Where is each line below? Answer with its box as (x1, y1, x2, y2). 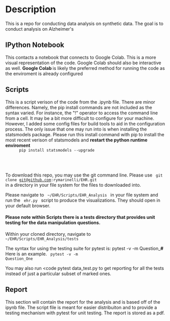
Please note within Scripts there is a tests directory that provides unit (5, 214, 155, 220)
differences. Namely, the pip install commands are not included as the (5, 104, 152, 110)
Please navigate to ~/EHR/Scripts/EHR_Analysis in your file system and (5, 191, 158, 197)
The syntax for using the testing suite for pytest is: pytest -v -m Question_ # (5, 245, 164, 251)
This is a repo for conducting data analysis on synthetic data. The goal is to (5, 20, 163, 27)
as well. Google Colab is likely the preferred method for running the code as (5, 65, 165, 71)
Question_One (5, 256, 33, 261)
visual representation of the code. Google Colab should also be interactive (5, 60, 162, 66)
